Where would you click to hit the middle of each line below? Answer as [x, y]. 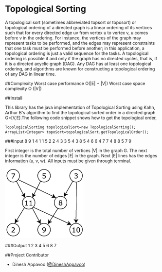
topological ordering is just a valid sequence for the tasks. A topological [77, 53]
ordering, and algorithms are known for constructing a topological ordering [80, 68]
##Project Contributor [27, 255]
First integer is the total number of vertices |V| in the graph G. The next [76, 150]
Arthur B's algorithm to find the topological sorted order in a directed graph [80, 112]
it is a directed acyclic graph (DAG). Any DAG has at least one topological [78, 64]
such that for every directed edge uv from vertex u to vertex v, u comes [77, 33]
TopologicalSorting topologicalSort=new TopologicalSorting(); [71, 127]
